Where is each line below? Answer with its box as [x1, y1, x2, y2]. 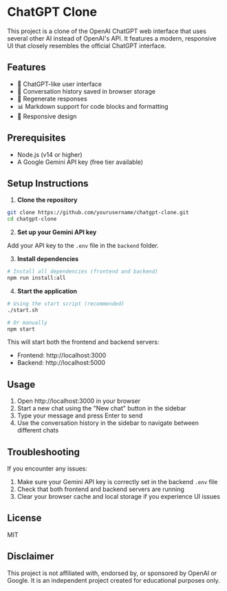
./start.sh [7, 307, 39, 313]
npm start [7, 325, 36, 333]
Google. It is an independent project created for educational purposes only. [7, 576, 220, 584]
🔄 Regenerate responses [17, 94, 87, 103]
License [7, 512, 42, 524]
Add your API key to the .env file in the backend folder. [7, 242, 160, 250]
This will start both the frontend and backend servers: [7, 338, 160, 346]
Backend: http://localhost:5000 [17, 359, 105, 367]
